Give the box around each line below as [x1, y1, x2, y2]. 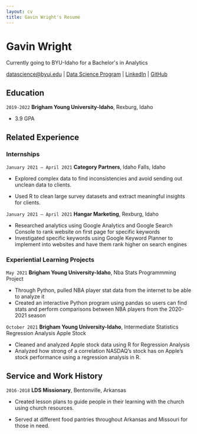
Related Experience [6, 132, 80, 142]
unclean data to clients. [14, 181, 72, 188]
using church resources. [14, 404, 74, 412]
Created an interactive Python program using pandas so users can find [14, 300, 188, 307]
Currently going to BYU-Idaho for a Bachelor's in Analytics [6, 59, 149, 66]
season [28, 312, 46, 319]
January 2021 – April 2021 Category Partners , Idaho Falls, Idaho [6, 163, 166, 171]
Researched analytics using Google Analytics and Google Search [14, 221, 173, 229]
